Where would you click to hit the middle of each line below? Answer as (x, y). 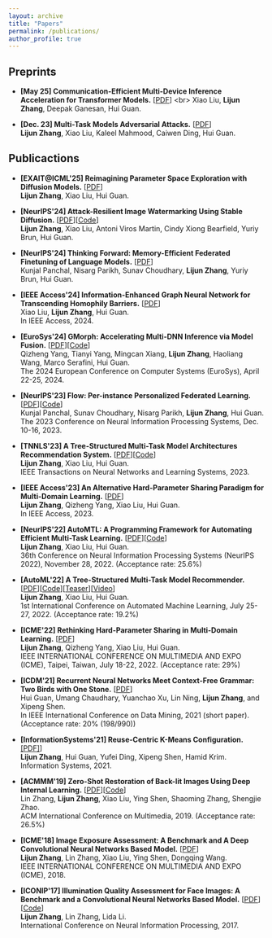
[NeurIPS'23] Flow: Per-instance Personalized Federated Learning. (136, 395)
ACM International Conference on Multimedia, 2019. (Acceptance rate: (138, 816)
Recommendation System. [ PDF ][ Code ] (88, 454)
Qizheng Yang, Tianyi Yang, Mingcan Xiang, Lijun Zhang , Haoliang (132, 353)
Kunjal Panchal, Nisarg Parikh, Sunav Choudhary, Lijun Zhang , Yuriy (134, 270)
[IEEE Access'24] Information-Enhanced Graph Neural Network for (135, 295)
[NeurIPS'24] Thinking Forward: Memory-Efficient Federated (125, 252)
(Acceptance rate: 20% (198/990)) (78, 723)
